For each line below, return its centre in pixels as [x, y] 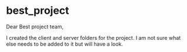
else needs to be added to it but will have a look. [65, 44]
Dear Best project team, [35, 27]
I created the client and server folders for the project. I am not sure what [93, 38]
